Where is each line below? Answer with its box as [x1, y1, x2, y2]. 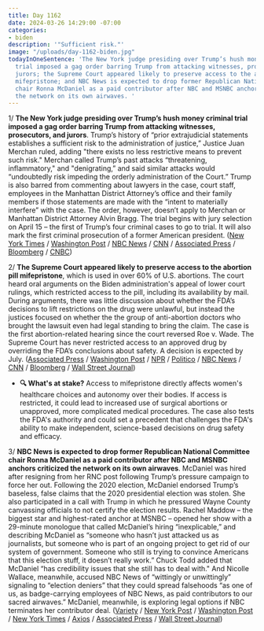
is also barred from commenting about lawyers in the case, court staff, [8, 180, 236, 190]
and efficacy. [19, 432, 62, 441]
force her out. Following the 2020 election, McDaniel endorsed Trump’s [8, 481, 239, 490]
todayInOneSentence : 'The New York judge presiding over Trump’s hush [8, 56, 244, 64]
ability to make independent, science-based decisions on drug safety [19, 423, 244, 433]
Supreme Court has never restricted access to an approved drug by [8, 338, 227, 347]
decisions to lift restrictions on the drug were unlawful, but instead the [8, 304, 235, 314]
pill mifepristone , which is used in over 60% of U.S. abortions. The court [8, 271, 244, 280]
